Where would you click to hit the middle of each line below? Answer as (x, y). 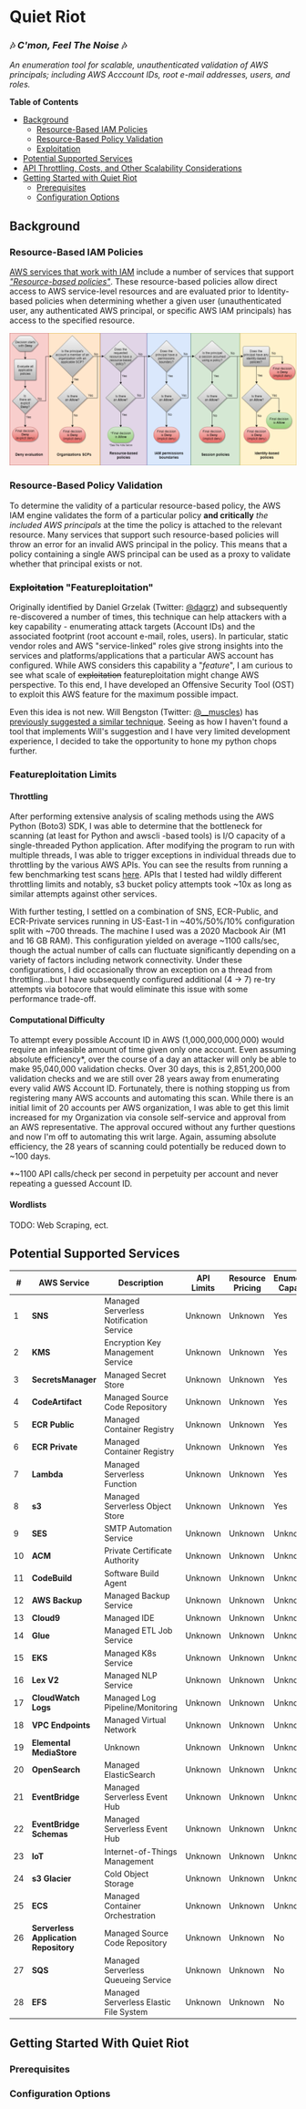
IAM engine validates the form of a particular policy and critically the (139, 515)
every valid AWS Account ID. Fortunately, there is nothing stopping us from (150, 1088)
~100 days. (31, 1157)
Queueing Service (138, 1979)
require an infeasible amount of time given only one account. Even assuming (153, 1050)
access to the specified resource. (72, 320)
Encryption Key (133, 1343)
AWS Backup (57, 1600)
